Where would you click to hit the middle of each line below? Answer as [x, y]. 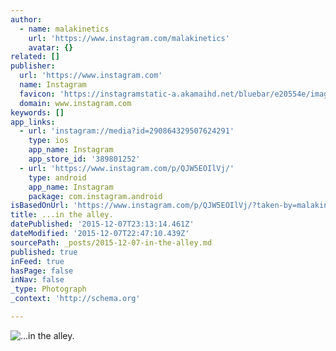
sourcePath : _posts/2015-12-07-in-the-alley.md [111, 242]
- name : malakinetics [64, 29]
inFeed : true [37, 261]
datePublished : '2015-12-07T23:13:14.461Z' [102, 224]
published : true [44, 252]
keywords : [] [37, 112]
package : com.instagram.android [95, 196]
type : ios [49, 141]
